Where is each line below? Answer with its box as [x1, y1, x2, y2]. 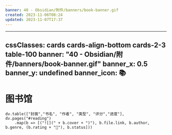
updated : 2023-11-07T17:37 [5, 17, 63, 22]
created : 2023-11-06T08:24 [5, 12, 63, 17]
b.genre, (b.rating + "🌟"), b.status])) [5, 125, 93, 130]
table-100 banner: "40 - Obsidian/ [5, 50, 117, 59]
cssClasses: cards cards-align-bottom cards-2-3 [5, 40, 166, 49]
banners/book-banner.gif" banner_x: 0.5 [14, 59, 148, 68]
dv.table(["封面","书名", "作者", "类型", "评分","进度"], [5, 111, 124, 117]
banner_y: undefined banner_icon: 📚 [5, 69, 126, 77]
